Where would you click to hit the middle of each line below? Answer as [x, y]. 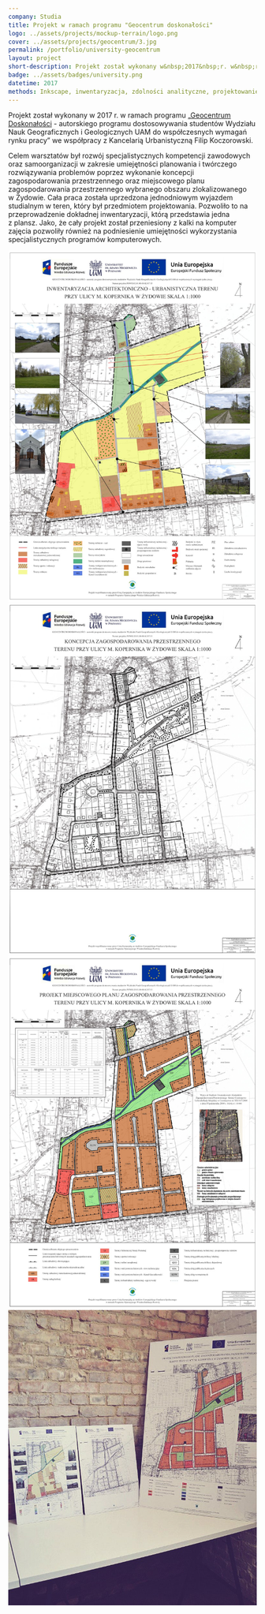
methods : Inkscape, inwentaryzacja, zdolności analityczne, [109, 92]
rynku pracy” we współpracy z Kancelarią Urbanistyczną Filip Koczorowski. [131, 140]
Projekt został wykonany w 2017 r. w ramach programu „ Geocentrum [119, 115]
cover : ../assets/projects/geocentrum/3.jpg [82, 42]
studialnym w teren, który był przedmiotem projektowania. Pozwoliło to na [128, 206]
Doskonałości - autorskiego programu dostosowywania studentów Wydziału [132, 123]
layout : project [35, 58]
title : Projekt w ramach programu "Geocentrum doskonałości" [111, 25]
